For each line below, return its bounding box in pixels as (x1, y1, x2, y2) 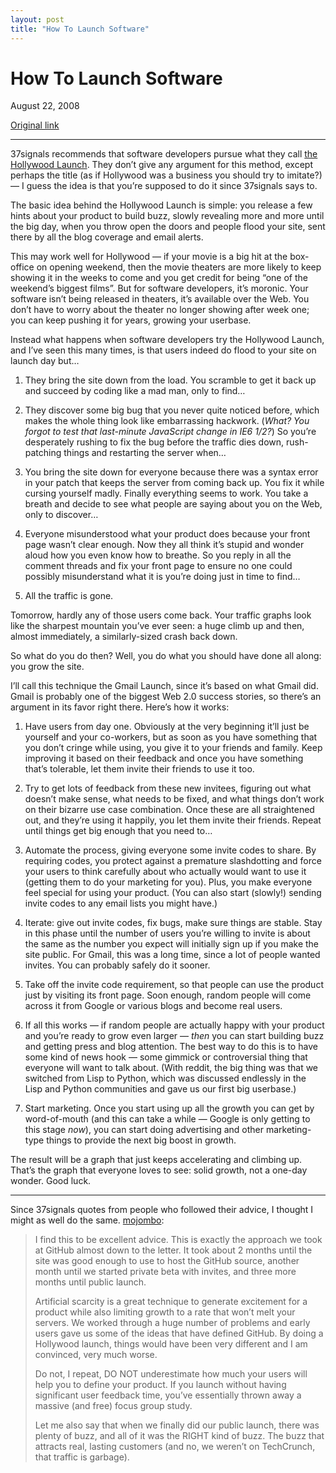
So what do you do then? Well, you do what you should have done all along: (10, 650, 322, 662)
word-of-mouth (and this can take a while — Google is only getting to (24, 1113, 311, 1125)
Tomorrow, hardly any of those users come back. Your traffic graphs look (10, 609, 312, 621)
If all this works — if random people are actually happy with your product (24, 1019, 325, 1031)
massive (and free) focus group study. (34, 1400, 193, 1412)
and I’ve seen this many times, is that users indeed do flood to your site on (10, 344, 317, 356)
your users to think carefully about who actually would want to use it (24, 866, 307, 878)
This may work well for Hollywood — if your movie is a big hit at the (10, 251, 288, 263)
